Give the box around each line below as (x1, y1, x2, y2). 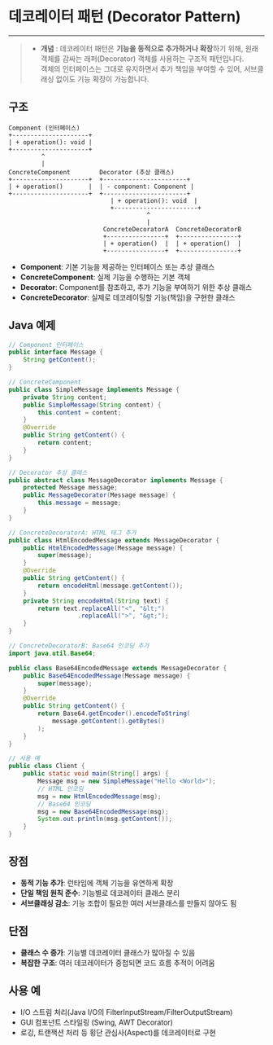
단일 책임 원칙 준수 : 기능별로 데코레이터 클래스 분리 (19, 888, 180, 898)
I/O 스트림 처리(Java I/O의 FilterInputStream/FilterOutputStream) (19, 1007, 233, 1016)
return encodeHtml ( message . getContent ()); (37, 582, 184, 590)
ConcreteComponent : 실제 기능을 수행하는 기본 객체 (19, 272, 191, 282)
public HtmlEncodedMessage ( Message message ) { (23, 543, 184, 552)
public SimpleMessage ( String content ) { (23, 401, 162, 409)
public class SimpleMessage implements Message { (8, 385, 180, 393)
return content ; (37, 439, 93, 447)
